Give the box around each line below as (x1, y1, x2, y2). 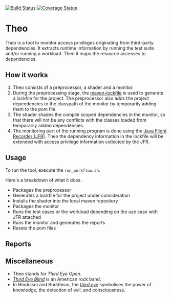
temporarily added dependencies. (12, 122, 84, 128)
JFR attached (12, 214, 41, 220)
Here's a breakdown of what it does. (5, 177, 82, 183)
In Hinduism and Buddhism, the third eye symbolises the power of (12, 281, 152, 287)
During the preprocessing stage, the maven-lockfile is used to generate (12, 89, 164, 96)
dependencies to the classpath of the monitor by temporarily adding (12, 100, 157, 107)
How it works (5, 71, 48, 79)
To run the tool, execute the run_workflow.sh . (5, 167, 101, 173)
